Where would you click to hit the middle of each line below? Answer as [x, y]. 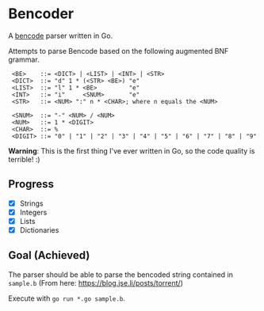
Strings [31, 203]
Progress [31, 184]
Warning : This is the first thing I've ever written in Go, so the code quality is [132, 150]
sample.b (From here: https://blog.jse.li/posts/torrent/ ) [96, 283]
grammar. [24, 59]
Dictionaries [39, 229]
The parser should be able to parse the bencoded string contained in [121, 275]
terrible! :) [25, 159]
